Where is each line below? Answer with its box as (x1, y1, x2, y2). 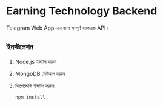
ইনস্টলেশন (6, 42, 33, 52)
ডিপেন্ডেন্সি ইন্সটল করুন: (15, 82, 56, 89)
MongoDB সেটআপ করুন (15, 70, 65, 77)
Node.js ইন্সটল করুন (15, 58, 57, 65)
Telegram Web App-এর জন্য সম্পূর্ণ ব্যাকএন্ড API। (6, 24, 110, 31)
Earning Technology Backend (6, 4, 158, 18)
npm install (15, 94, 45, 100)
